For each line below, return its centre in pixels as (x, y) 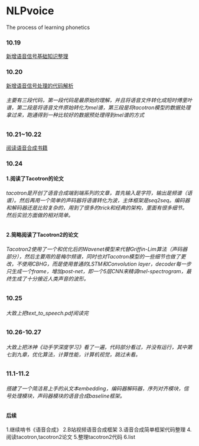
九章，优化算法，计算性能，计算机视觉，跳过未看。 (78, 354)
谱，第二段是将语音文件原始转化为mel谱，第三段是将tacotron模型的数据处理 (98, 108)
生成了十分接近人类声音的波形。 (50, 279)
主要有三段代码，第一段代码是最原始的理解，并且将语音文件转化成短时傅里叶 (99, 100)
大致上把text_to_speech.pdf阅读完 (48, 313)
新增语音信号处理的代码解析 (40, 85)
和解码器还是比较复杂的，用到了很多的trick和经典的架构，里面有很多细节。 (97, 208)
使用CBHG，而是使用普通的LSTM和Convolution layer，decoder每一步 (107, 264)
